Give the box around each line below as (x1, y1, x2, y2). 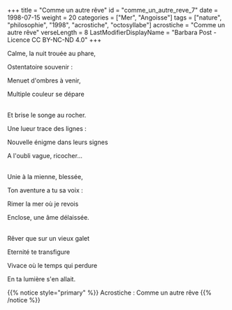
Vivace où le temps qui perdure (7, 262, 98, 269)
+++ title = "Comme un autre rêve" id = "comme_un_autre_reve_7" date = (7, 6, 219, 14)
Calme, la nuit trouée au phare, (7, 49, 96, 57)
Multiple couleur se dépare (7, 90, 85, 98)
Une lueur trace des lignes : (7, 125, 87, 132)
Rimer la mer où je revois (7, 199, 79, 208)
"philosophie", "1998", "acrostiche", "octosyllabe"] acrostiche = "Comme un (7, 21, 226, 29)
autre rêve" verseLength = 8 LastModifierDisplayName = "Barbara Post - (7, 28, 217, 36)
